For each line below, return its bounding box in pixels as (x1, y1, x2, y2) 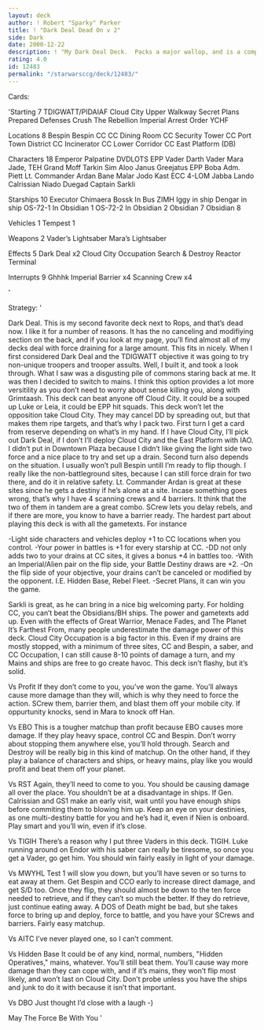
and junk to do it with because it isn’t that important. (8, 982, 177, 992)
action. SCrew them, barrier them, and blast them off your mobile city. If (8, 698, 241, 708)
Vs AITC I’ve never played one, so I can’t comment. (8, 934, 174, 943)
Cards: (8, 91, 30, 101)
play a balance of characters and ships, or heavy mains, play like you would (8, 755, 253, 765)
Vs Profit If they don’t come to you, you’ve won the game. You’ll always (8, 682, 238, 691)
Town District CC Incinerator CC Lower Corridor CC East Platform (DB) (8, 139, 236, 148)
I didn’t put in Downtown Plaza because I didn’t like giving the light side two (8, 443, 252, 453)
